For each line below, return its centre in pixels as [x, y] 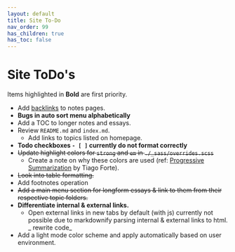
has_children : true [36, 33]
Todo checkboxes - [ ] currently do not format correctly [102, 146]
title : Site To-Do [34, 20]
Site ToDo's [41, 75]
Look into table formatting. [56, 175]
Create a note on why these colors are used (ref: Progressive [116, 160]
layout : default [31, 14]
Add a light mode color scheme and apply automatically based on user [120, 235]
